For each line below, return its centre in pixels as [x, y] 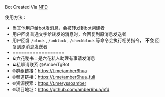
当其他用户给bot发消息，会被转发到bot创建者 [58, 28]
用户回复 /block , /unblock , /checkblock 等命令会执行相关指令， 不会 [83, 40]
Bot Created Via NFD [27, 7]
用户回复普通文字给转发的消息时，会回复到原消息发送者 [69, 34]
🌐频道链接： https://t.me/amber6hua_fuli [54, 77]
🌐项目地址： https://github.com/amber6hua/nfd [61, 89]
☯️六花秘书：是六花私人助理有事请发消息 [54, 58]
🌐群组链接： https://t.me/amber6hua [50, 71]
